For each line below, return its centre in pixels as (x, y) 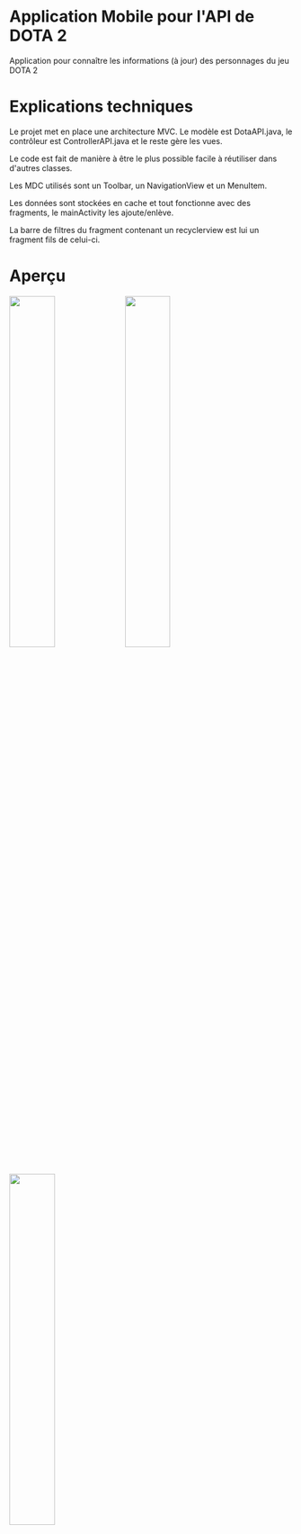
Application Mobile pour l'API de (132, 17)
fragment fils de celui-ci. (55, 239)
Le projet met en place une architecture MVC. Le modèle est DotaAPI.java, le (151, 131)
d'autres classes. (41, 167)
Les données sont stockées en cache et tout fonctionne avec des (130, 203)
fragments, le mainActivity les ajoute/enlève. (92, 212)
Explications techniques (101, 107)
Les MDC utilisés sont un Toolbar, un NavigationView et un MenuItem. (138, 185)
